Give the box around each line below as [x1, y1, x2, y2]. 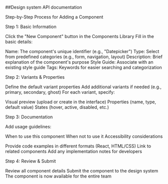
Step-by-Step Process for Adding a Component [5, 14, 104, 20]
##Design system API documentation [5, 5, 82, 10]
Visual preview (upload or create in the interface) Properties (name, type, [5, 99, 156, 105]
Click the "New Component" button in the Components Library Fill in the [5, 34, 154, 39]
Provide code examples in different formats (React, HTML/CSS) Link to [5, 143, 151, 149]
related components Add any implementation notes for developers [5, 148, 142, 154]
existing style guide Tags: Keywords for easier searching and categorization [5, 65, 162, 70]
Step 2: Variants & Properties [5, 74, 65, 80]
